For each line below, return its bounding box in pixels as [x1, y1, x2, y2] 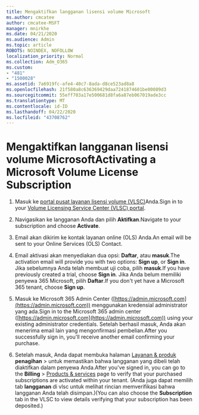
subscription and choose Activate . [14, 222, 100, 230]
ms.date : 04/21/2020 [6, 31, 58, 37]
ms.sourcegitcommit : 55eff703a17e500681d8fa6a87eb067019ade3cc [6, 92, 167, 98]
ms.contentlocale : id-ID [6, 103, 68, 109]
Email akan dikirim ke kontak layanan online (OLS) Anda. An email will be [14, 234, 192, 241]
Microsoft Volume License [6, 166, 139, 179]
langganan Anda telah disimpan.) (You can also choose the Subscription [14, 389, 192, 396]
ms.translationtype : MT [6, 97, 66, 103]
